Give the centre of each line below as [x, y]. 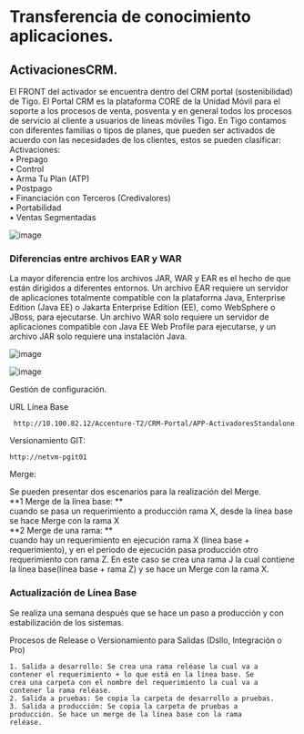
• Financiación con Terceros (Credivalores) [90, 198]
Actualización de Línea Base [73, 593]
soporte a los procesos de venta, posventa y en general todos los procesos [151, 111]
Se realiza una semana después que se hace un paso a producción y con [147, 613]
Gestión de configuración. [58, 390]
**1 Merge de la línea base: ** [66, 502]
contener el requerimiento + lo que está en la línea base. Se [132, 674]
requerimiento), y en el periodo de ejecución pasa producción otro [134, 550]
